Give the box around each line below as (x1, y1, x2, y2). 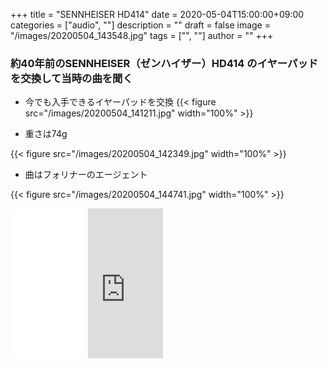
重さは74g (24, 128, 68, 140)
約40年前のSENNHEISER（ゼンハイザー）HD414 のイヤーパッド (10, 56, 319, 70)
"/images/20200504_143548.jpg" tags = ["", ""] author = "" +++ (10, 30, 274, 41)
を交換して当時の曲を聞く (10, 71, 133, 85)
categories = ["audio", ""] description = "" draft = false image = (10, 19, 271, 31)
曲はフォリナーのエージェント (24, 169, 148, 181)
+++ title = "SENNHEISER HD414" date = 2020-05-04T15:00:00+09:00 (10, 9, 305, 20)
